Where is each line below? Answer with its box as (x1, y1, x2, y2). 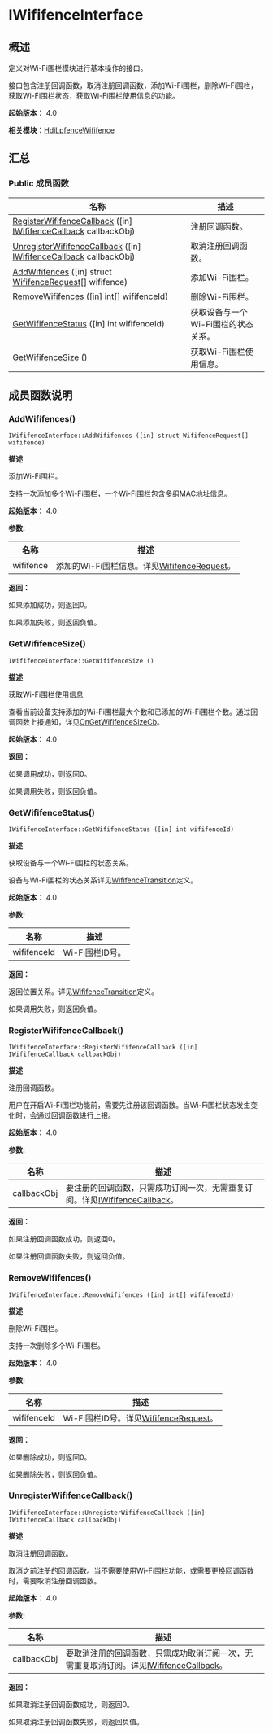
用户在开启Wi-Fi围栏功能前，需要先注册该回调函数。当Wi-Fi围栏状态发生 (8, 1101, 251, 1110)
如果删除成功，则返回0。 (8, 1452, 92, 1462)
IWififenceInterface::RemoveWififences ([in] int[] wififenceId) (8, 1290, 234, 1299)
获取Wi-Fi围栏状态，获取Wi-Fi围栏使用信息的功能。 (8, 91, 180, 100)
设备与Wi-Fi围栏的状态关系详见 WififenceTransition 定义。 (8, 875, 198, 885)
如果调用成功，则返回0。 (8, 768, 92, 778)
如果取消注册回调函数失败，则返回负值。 (8, 1716, 144, 1727)
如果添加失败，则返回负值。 (8, 617, 102, 628)
